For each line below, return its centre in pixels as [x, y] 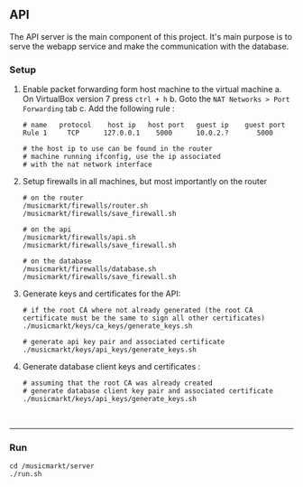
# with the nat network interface [87, 165]
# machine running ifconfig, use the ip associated [121, 157]
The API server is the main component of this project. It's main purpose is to [151, 36]
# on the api [47, 229]
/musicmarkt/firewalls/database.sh [89, 269]
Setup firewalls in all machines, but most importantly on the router [145, 182]
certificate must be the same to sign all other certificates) [144, 318]
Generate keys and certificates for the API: [101, 294]
